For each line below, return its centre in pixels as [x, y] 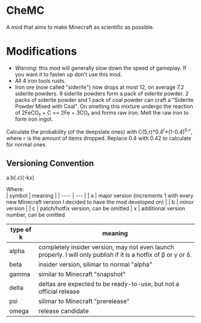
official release [59, 292]
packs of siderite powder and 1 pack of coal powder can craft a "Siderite [104, 100]
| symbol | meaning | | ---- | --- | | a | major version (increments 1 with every [100, 196]
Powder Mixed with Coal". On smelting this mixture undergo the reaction [104, 106]
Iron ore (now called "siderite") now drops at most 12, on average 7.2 [99, 87]
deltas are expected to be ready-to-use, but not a [109, 284]
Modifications [42, 51]
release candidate [64, 311]
